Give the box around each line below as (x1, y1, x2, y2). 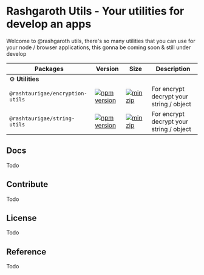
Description (155, 64, 191, 73)
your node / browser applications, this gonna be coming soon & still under (6, 44, 191, 51)
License (6, 212, 37, 223)
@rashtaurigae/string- (9, 115, 75, 122)
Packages (34, 64, 64, 73)
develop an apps (6, 17, 92, 31)
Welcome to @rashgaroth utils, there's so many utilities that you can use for (6, 37, 195, 44)
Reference (6, 246, 47, 257)
